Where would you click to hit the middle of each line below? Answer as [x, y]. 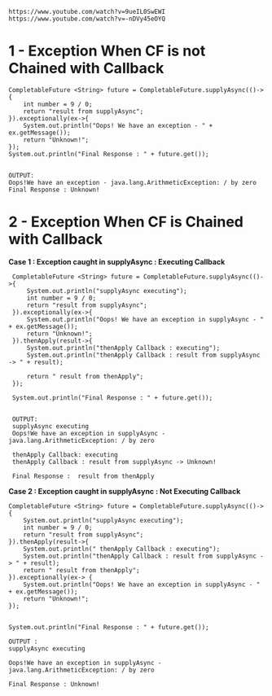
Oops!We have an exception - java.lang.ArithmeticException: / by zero [132, 182]
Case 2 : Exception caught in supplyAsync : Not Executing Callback [125, 491]
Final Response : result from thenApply [83, 476]
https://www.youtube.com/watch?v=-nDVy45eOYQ [87, 19]
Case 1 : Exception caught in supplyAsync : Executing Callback [117, 261]
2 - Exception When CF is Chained [126, 222]
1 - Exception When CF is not [107, 51]
